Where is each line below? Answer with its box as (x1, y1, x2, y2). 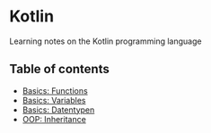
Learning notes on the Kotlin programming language (9, 36, 202, 46)
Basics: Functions (22, 85, 88, 96)
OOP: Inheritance (22, 113, 87, 124)
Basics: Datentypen (22, 104, 95, 115)
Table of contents (9, 62, 110, 77)
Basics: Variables (22, 95, 86, 105)
